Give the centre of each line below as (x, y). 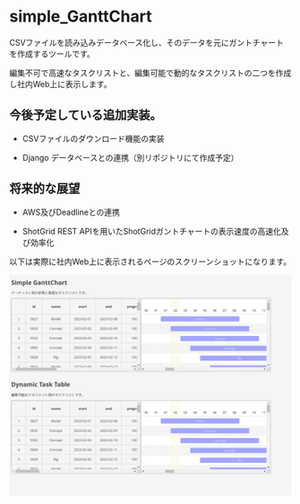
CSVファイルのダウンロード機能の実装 (93, 138)
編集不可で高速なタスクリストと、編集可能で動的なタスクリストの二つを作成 (150, 73)
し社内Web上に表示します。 (60, 84)
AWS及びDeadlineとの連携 (71, 212)
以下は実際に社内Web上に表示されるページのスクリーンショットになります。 (150, 261)
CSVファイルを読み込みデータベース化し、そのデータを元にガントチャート (147, 42)
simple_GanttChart (81, 17)
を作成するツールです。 (52, 53)
